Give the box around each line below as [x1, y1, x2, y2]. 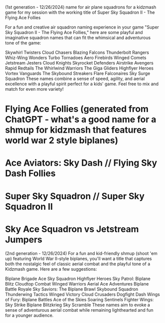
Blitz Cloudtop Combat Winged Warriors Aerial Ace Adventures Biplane [5, 281, 149, 287]
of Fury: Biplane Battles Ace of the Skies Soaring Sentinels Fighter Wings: [5, 296, 154, 302]
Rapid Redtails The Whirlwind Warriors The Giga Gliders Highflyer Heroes [5, 65, 154, 71]
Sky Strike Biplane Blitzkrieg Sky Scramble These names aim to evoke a [5, 302, 150, 308]
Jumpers [5, 234, 43, 245]
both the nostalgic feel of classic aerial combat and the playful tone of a [5, 261, 151, 267]
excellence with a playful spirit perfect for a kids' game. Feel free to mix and [5, 81, 159, 87]
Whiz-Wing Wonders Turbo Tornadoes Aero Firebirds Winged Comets [5, 55, 146, 61]
